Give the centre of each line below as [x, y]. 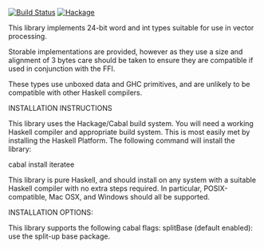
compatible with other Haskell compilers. [75, 93]
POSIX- [215, 188]
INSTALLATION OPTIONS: [51, 212]
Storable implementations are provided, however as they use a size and [126, 51]
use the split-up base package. [59, 236]
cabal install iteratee [41, 164]
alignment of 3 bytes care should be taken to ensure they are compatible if [131, 60]
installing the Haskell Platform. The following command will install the [122, 140]
